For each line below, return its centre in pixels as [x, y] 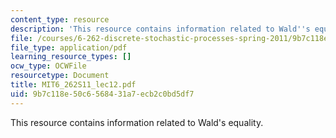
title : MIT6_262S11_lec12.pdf [73, 85]
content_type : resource [60, 19]
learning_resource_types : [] [71, 57]
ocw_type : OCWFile [48, 66]
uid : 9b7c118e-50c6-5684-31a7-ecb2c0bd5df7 [102, 94]
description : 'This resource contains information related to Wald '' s [160, 29]
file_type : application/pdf [69, 47]
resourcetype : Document [60, 76]
